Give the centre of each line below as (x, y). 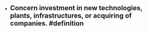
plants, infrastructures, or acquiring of (71, 16)
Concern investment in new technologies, (76, 8)
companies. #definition (47, 23)
